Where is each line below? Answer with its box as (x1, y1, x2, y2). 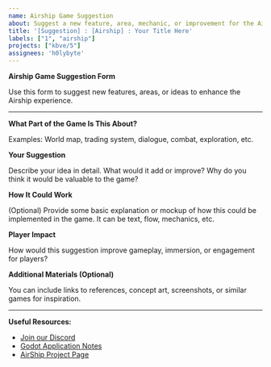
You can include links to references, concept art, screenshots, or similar (8, 286, 248, 294)
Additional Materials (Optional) (8, 269, 115, 279)
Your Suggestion (8, 150, 66, 160)
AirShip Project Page (19, 350, 90, 359)
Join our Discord (19, 332, 76, 342)
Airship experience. (8, 96, 73, 105)
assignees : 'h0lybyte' (8, 49, 85, 57)
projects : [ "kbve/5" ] (8, 42, 81, 50)
